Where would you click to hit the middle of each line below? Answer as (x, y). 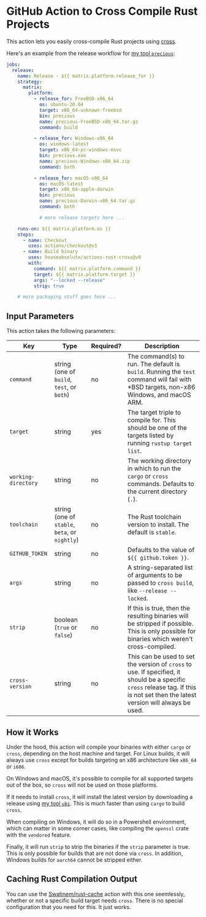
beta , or (65, 533)
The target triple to (154, 413)
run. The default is (154, 364)
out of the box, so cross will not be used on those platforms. (82, 785)
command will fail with (159, 380)
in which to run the (154, 469)
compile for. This (151, 420)
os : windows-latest (64, 144)
